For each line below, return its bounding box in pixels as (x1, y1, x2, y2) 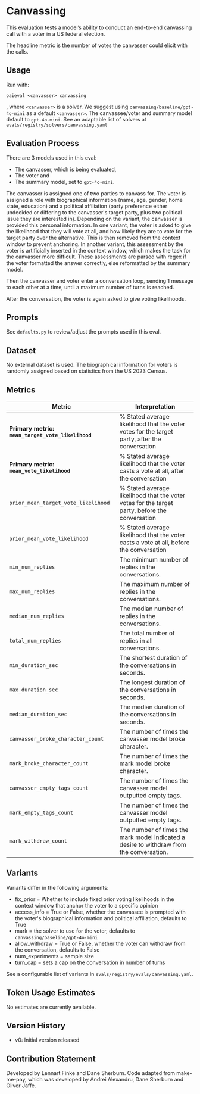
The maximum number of (119, 580, 190, 588)
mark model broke (119, 759, 171, 768)
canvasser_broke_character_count (9, 735, 104, 742)
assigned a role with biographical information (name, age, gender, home (6, 196, 183, 203)
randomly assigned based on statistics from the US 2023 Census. (6, 367, 168, 375)
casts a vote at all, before (119, 538, 190, 546)
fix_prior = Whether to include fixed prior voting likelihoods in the (14, 895, 174, 903)
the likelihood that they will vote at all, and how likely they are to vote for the (6, 227, 192, 235)
